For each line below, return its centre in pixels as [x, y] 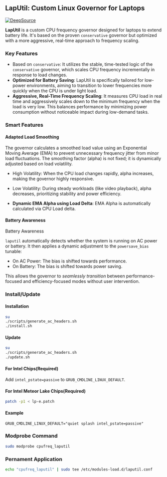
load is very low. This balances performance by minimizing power [80, 107]
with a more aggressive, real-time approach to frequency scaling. [72, 40]
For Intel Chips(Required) [32, 368]
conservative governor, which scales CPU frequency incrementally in [83, 70]
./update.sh [17, 357]
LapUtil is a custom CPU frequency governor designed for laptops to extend [83, 30]
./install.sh [19, 326]
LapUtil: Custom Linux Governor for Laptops [75, 8]
